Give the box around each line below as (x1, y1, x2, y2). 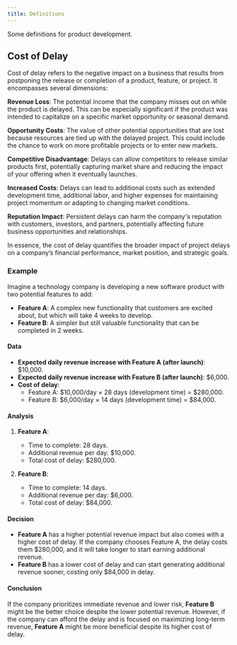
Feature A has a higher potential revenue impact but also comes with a (17, 531, 224, 539)
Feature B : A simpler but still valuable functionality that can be (17, 319, 200, 327)
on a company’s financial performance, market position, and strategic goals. (7, 249, 229, 257)
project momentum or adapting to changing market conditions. (7, 199, 190, 207)
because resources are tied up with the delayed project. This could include (7, 134, 226, 142)
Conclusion (7, 584, 42, 592)
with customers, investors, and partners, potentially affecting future (7, 220, 204, 228)
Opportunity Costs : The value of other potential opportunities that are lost (7, 126, 224, 135)
